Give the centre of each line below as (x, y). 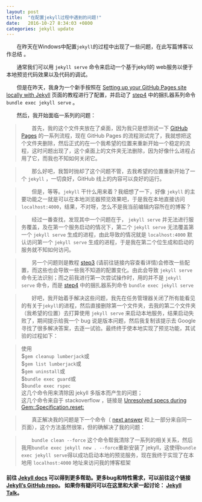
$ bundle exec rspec (46, 386)
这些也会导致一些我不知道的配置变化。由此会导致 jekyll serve (115, 270)
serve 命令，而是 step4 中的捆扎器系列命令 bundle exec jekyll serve (107, 285)
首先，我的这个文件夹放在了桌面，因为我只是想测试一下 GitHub (110, 128)
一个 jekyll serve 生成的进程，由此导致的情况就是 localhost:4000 (103, 235)
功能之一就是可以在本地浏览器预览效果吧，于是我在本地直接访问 (106, 199)
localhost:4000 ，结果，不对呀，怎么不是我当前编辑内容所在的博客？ (106, 207)
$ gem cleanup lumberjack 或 (55, 356)
